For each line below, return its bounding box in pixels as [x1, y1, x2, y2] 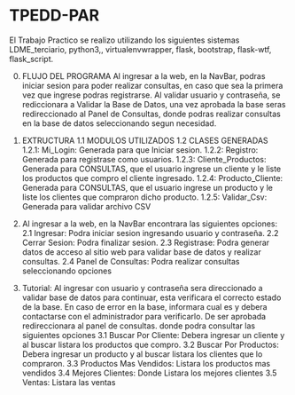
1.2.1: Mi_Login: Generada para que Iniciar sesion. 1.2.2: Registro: [21, 144, 259, 155]
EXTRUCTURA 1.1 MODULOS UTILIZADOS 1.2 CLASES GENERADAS [21, 135, 268, 146]
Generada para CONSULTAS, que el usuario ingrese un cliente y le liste [21, 163, 282, 174]
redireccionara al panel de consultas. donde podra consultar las [21, 320, 255, 331]
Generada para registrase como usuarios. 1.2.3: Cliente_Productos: [21, 154, 268, 164]
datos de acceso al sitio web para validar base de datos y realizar [21, 246, 261, 257]
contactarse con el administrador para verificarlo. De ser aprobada [21, 311, 267, 321]
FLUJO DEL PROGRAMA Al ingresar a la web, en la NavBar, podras [21, 70, 266, 81]
